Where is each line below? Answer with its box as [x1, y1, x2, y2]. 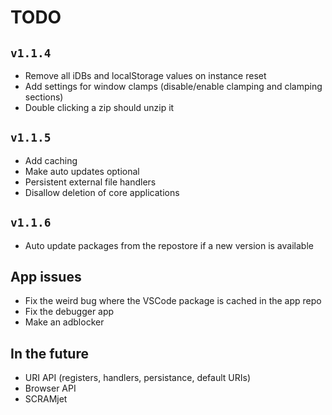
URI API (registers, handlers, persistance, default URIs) [24, 372, 252, 384]
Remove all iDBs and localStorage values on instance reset [24, 70, 267, 81]
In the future [10, 345, 89, 362]
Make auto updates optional [24, 165, 140, 177]
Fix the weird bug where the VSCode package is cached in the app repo [24, 295, 322, 307]
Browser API [24, 382, 77, 395]
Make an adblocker [24, 316, 105, 328]
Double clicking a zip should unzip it [24, 102, 175, 113]
